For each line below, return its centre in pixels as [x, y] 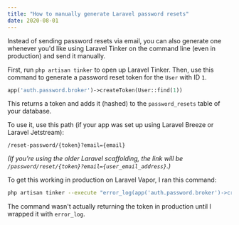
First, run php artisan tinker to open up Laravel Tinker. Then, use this [111, 70]
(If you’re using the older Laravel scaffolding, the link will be [95, 159]
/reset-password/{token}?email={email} [67, 146]
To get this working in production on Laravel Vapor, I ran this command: [112, 180]
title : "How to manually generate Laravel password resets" [99, 14]
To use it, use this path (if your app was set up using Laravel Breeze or [111, 125]
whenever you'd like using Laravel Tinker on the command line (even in [111, 48]
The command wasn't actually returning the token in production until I [110, 207]
